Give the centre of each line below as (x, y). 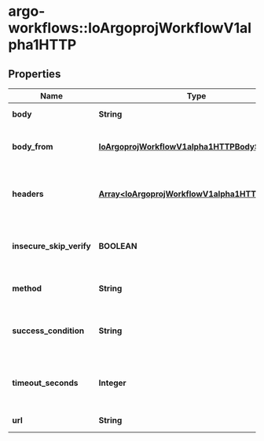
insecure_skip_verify (52, 246)
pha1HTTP (42, 45)
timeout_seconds (45, 383)
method (27, 288)
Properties (35, 74)
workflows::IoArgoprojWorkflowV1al (130, 28)
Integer (113, 383)
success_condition (48, 331)
